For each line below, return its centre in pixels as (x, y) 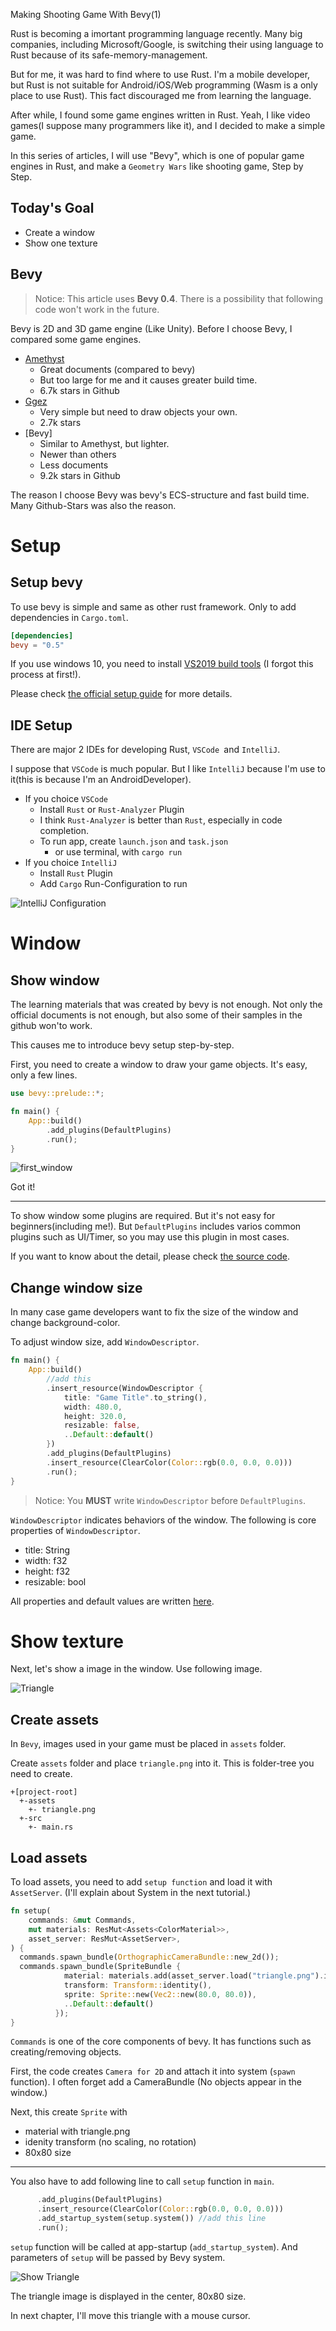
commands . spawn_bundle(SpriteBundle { (100, 1967)
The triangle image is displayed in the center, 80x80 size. (128, 2296)
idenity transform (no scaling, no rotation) (110, 2142)
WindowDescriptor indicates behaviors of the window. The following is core (163, 1520)
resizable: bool (55, 1581)
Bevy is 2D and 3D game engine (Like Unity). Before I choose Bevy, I (151, 328)
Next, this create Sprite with (69, 2112)
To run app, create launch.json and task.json (134, 841)
